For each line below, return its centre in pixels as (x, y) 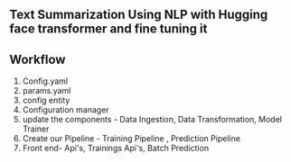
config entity (46, 100)
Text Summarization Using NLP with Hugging (139, 15)
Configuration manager (66, 110)
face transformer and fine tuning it (108, 29)
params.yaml (47, 91)
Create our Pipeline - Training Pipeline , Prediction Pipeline (131, 139)
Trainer (36, 129)
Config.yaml (45, 81)
